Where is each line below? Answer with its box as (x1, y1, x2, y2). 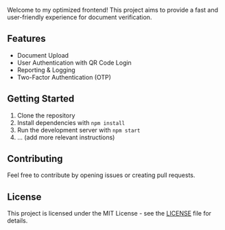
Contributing (7, 153, 63, 165)
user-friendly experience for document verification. (7, 13, 152, 21)
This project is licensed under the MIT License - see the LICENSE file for (7, 209, 211, 218)
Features (7, 33, 46, 45)
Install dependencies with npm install (16, 118, 126, 126)
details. (7, 216, 28, 225)
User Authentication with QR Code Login (16, 58, 132, 67)
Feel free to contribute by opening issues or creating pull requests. (7, 171, 196, 179)
